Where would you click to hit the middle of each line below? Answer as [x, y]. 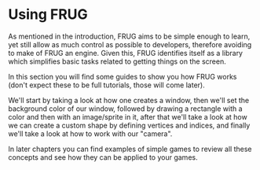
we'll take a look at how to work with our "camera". [90, 133]
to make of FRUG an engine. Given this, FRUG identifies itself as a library [126, 53]
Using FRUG [48, 15]
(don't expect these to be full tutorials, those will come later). [107, 85]
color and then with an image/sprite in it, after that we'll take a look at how [128, 116]
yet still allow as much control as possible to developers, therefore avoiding [130, 44]
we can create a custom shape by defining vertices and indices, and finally [129, 125]
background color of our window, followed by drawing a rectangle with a [125, 109]
